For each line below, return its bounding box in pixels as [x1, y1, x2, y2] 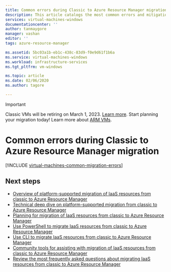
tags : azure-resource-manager [5, 41, 70, 46]
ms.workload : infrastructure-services [5, 59, 88, 64]
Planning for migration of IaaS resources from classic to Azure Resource [12, 212, 164, 218]
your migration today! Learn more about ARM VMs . [5, 116, 112, 122]
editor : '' [5, 36, 28, 41]
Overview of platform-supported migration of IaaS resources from [12, 190, 151, 196]
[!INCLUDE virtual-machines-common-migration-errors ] [5, 162, 123, 168]
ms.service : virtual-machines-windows [5, 55, 88, 60]
